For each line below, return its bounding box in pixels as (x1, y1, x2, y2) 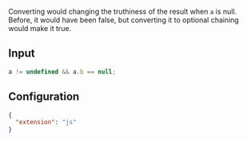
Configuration (8, 90, 80, 104)
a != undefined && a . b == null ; (8, 68, 116, 76)
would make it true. (8, 24, 72, 33)
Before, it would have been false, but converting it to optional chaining (8, 15, 240, 25)
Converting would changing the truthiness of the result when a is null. (8, 7, 237, 16)
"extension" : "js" (15, 119, 78, 127)
